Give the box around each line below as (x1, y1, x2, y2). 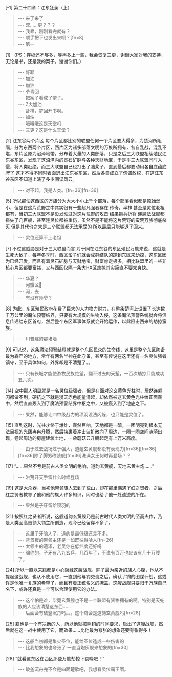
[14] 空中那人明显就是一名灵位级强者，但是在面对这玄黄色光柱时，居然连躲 (5, 387, 163, 394)
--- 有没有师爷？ (17, 295, 53, 301)
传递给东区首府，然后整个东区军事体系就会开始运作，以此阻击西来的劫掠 (9, 318, 162, 324)
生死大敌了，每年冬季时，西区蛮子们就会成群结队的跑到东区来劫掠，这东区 (5, 252, 162, 258)
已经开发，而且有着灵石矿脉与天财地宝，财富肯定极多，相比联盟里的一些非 (9, 258, 167, 264)
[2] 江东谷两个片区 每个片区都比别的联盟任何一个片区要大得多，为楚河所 (5, 138, 158, 143)
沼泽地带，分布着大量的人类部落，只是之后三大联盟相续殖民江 (36, 151, 167, 156)
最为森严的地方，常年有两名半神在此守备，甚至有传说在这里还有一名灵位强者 (5, 353, 167, 359)
